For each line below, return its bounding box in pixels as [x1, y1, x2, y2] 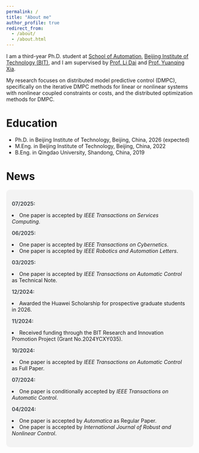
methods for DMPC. [6, 96, 55, 103]
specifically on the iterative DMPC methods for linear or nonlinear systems [6, 83, 188, 90]
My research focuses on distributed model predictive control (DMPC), [6, 77, 177, 84]
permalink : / [6, 8, 39, 15]
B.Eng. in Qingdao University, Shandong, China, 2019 [14, 149, 145, 156]
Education [6, 117, 58, 130]
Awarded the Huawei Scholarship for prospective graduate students [19, 300, 185, 307]
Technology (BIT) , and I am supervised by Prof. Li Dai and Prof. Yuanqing [6, 59, 185, 66]
